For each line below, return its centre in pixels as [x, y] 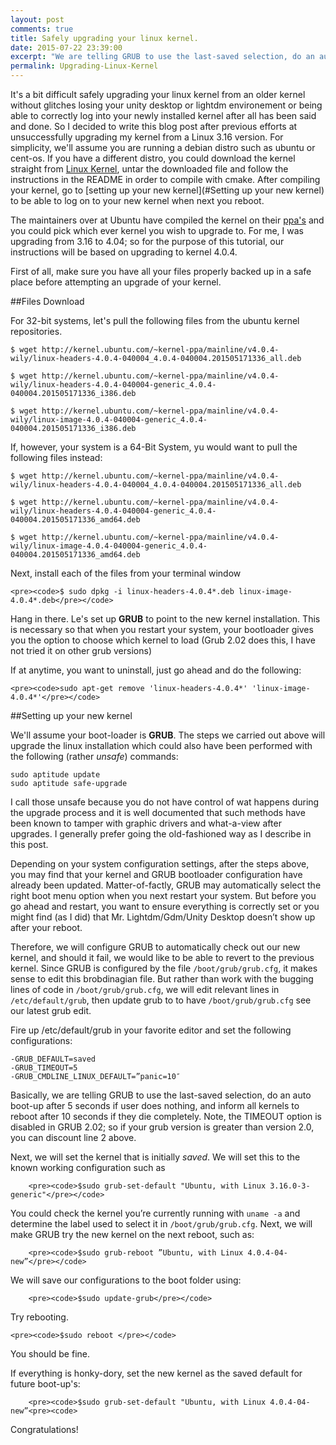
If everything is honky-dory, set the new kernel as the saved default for [156, 1373]
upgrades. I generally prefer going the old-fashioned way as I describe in [161, 834]
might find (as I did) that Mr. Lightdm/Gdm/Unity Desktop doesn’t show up [163, 917]
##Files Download [47, 301]
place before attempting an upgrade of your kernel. [116, 282]
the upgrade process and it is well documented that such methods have [158, 812]
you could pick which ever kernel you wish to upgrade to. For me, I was [157, 230]
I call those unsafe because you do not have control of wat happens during [165, 802]
